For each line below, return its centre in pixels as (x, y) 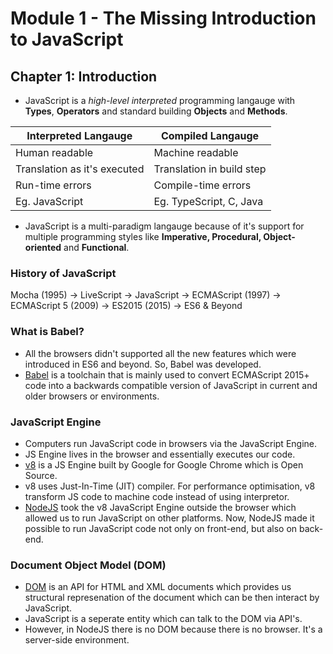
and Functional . (96, 247)
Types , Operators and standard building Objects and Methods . (156, 111)
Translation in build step (210, 169)
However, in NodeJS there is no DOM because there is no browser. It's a (173, 629)
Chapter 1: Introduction (84, 76)
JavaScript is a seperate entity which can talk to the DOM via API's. (163, 619)
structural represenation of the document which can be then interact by (172, 598)
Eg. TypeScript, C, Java (208, 201)
